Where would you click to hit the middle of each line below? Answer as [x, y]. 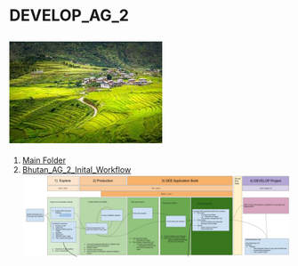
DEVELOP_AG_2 [69, 16]
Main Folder [44, 160]
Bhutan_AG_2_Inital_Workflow [77, 169]
